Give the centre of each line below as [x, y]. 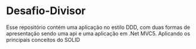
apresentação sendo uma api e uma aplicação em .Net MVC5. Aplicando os [98, 33]
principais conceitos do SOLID [43, 40]
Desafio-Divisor [46, 11]
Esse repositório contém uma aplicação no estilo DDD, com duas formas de [98, 27]
